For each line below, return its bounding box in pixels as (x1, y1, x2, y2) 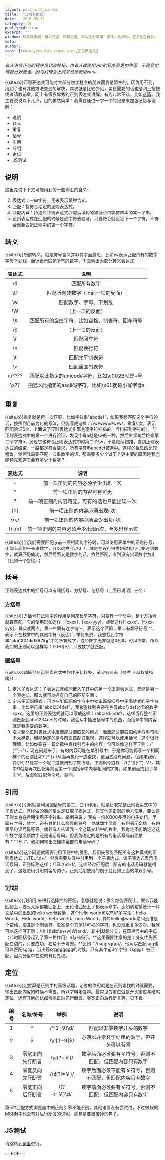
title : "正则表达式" (5, 12, 46, 17)
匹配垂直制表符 (68, 364, 104, 370)
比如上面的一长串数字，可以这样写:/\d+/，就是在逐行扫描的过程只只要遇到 (5, 545, 155, 551)
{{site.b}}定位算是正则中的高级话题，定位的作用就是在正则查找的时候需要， (5, 982, 157, 988)
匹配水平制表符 (68, 354, 104, 361)
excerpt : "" (5, 30, 29, 35)
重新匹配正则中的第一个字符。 (16, 222, 77, 228)
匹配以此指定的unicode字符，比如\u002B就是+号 (29, 372, 143, 379)
